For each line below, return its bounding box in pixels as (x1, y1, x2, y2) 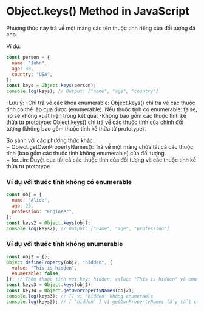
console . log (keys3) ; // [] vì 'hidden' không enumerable (6, 293, 154, 299)
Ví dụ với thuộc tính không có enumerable (6, 177, 132, 186)
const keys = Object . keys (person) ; (6, 83, 97, 89)
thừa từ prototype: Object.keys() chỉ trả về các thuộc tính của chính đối (6, 118, 184, 126)
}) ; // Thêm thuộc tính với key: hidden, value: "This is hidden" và (6, 276, 186, 282)
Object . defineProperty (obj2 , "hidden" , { (6, 259, 113, 265)
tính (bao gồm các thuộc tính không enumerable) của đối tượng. (6, 150, 166, 157)
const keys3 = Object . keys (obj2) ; (6, 282, 94, 288)
